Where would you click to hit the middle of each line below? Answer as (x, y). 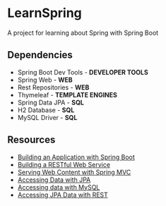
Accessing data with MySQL (59, 187)
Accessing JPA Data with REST (63, 195)
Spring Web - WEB (45, 80)
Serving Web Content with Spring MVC (74, 172)
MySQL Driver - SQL (47, 117)
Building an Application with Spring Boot (76, 157)
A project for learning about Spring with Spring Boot (83, 33)
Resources (31, 140)
